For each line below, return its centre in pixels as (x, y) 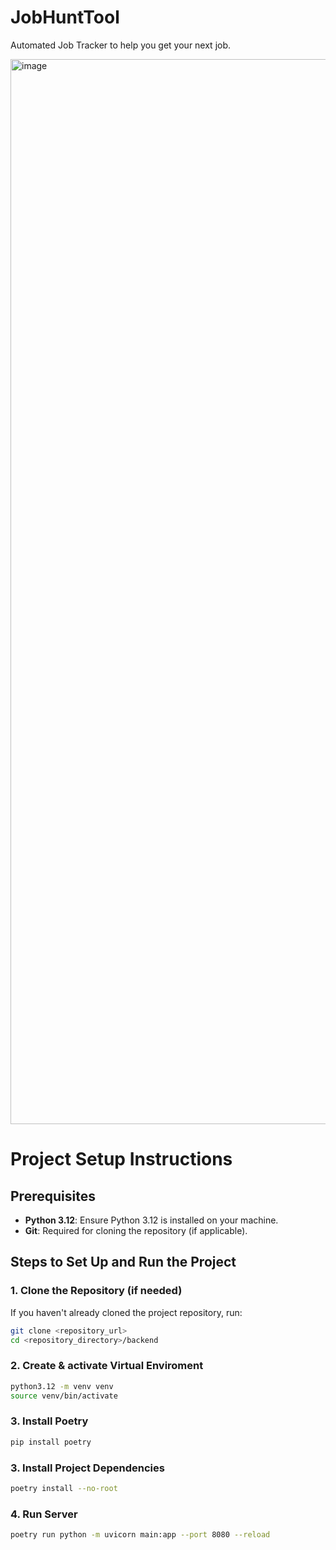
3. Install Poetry (49, 1421)
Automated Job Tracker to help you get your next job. (121, 45)
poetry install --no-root (64, 1488)
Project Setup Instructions (121, 1159)
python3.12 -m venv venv (62, 1386)
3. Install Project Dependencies (87, 1468)
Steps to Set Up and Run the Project (123, 1262)
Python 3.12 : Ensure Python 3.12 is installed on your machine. (151, 1220)
